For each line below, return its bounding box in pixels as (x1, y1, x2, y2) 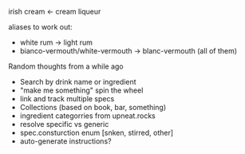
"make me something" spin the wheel (19, 85, 144, 95)
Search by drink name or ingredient (19, 77, 137, 86)
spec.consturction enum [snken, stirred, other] (19, 128, 174, 137)
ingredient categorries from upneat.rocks (19, 111, 156, 120)
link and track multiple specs (19, 94, 115, 103)
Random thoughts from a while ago (8, 61, 124, 71)
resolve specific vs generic (19, 120, 109, 128)
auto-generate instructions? (19, 136, 112, 146)
